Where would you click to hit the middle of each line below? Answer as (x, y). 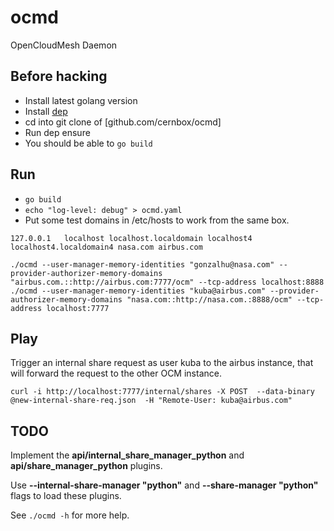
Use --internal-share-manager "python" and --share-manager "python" (164, 485)
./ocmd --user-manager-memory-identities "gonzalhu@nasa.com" (142, 264)
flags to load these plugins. (66, 496)
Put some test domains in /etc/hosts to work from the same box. (157, 220)
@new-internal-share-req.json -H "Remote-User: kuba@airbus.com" (151, 401)
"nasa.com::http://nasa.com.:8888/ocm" (209, 299)
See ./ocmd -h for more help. (70, 515)
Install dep (46, 111)
